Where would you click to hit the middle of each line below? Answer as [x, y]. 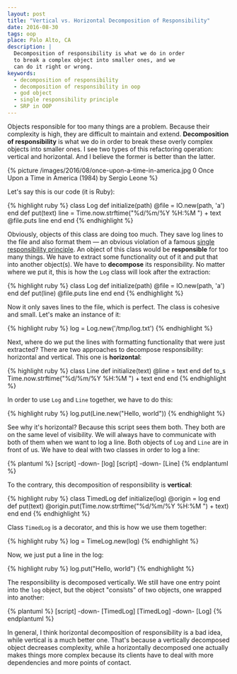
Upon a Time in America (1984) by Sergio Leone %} [82, 177]
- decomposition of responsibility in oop [77, 87]
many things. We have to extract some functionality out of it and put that [112, 257]
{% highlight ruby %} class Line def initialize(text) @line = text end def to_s [117, 370]
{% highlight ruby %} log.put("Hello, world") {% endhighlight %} [101, 568]
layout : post [27, 14]
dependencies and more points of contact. [69, 662]
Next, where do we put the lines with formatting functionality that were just [116, 342]
